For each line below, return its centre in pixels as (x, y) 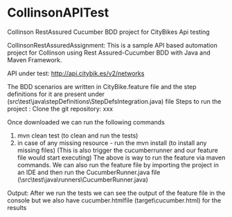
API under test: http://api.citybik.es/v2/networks (76, 73)
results (17, 207)
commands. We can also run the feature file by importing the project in (118, 164)
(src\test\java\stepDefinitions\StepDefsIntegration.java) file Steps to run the (114, 101)
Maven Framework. (35, 59)
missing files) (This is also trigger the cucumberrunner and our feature (117, 150)
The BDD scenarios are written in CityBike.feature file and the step (102, 86)
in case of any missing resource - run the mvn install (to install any (112, 142)
